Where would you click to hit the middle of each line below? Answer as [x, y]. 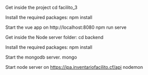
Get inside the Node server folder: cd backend [54, 37]
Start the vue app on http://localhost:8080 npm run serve [66, 27]
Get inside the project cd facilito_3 [42, 7]
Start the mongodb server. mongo [41, 57]
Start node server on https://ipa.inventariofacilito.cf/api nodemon [74, 67]
